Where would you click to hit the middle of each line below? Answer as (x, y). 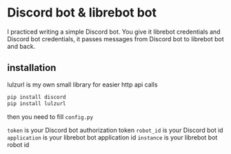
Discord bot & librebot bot (82, 13)
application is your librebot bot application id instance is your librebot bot (112, 137)
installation (32, 68)
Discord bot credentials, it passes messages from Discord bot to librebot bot (115, 38)
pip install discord (37, 97)
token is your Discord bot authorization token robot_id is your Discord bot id (115, 130)
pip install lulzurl (37, 103)
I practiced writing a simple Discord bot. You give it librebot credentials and (114, 32)
